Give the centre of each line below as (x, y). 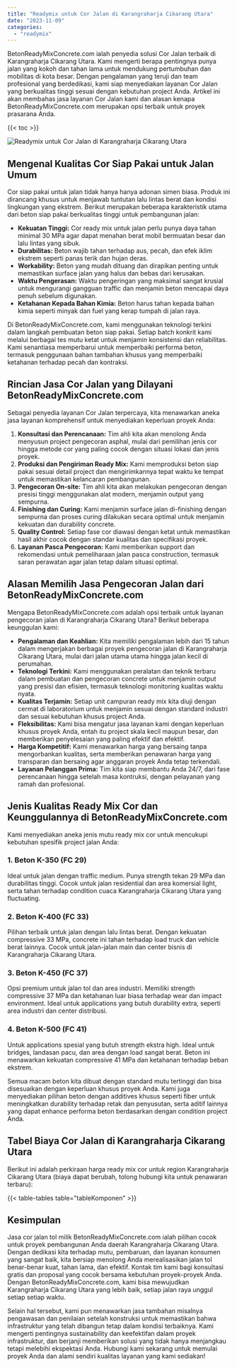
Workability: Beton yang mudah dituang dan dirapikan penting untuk (118, 266)
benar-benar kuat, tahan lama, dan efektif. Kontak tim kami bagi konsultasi (116, 1267)
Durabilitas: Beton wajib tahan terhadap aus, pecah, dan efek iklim (115, 251)
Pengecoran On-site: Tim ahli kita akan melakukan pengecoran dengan (122, 487)
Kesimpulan (34, 1220)
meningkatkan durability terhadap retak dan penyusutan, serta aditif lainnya (117, 1104)
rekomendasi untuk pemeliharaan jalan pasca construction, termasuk (118, 554)
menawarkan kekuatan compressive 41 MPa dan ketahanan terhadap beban (118, 1060)
